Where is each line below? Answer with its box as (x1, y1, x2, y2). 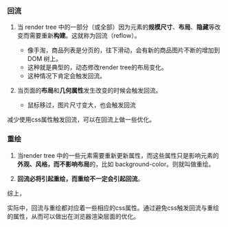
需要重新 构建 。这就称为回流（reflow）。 (29, 32, 141, 40)
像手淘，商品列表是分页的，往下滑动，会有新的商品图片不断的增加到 (27, 46, 220, 54)
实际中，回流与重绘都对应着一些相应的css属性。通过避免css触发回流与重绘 (7, 204, 220, 212)
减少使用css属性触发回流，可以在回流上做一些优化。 (7, 115, 156, 124)
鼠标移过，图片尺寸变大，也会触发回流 (27, 101, 136, 109)
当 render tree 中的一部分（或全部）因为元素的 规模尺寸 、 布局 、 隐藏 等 (16, 23, 215, 32)
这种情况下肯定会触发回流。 (27, 72, 106, 80)
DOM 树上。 (27, 55, 62, 63)
